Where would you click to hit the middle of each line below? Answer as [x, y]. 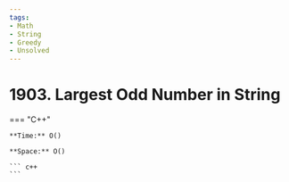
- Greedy [25, 42]
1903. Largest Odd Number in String [145, 95]
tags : [19, 17]
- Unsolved [29, 51]
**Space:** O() [37, 152]
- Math [21, 26]
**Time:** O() [36, 136]
